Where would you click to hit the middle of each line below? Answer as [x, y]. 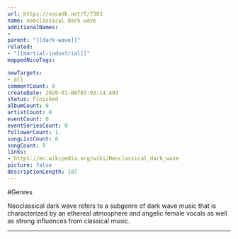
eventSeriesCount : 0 [38, 126]
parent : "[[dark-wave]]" [44, 40]
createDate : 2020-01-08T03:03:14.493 [63, 93]
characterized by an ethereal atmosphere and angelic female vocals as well [118, 213]
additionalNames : [33, 27]
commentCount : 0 [31, 86]
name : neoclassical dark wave [52, 21]
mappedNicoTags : [31, 60]
